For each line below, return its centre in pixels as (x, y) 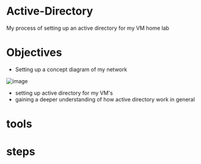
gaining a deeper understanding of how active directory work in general (105, 99)
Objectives (34, 53)
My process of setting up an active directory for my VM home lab (88, 28)
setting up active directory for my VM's (64, 93)
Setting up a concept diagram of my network (71, 69)
